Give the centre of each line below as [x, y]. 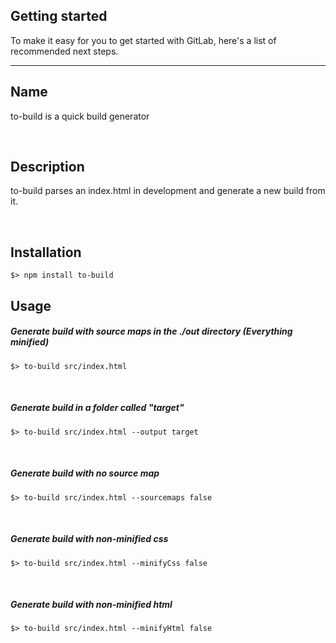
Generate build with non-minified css [89, 539]
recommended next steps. [64, 51]
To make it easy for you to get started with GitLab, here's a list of [143, 40]
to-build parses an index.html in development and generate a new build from [168, 191]
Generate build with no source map [85, 473]
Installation [46, 252]
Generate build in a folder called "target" [97, 408]
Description [47, 167]
